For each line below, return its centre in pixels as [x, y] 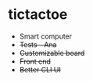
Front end [35, 61]
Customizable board [52, 53]
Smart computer [46, 36]
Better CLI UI [40, 69]
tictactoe [38, 15]
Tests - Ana [38, 44]
